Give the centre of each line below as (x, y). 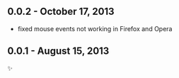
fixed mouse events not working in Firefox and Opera (95, 28)
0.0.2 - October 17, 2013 (61, 12)
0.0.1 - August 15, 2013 (58, 51)
